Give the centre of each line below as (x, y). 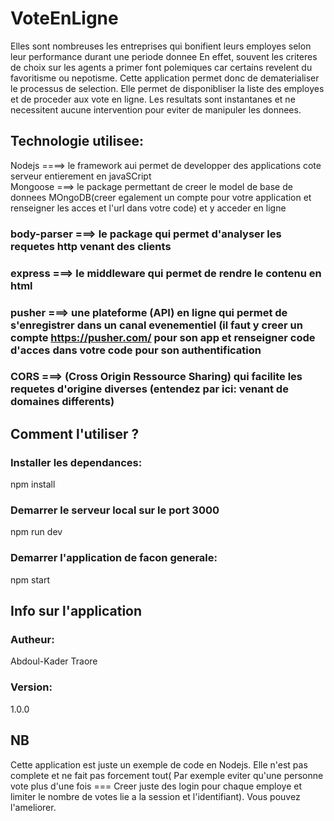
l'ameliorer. (33, 807)
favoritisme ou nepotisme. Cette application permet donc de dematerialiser (165, 78)
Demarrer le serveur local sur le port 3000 (115, 510)
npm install (33, 484)
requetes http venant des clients (91, 246)
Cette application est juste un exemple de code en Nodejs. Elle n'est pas (159, 764)
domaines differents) (62, 402)
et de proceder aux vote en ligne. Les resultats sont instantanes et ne (153, 99)
